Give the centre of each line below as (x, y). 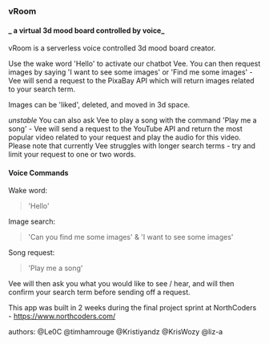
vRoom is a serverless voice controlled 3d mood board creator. (112, 48)
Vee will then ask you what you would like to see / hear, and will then (121, 284)
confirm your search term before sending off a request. (99, 292)
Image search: (32, 221)
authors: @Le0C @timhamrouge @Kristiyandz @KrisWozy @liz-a (116, 332)
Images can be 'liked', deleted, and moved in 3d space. (99, 105)
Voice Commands (38, 172)
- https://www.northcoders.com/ (62, 316)
